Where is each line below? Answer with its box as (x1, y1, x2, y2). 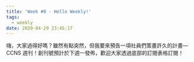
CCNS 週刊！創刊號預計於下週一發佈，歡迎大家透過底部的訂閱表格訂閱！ (6, 50, 184, 57)
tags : (6, 14, 20, 20)
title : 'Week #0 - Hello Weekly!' (6, 8, 92, 15)
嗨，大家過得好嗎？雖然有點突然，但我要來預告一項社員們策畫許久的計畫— (6, 42, 188, 49)
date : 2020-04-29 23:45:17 (6, 25, 73, 31)
